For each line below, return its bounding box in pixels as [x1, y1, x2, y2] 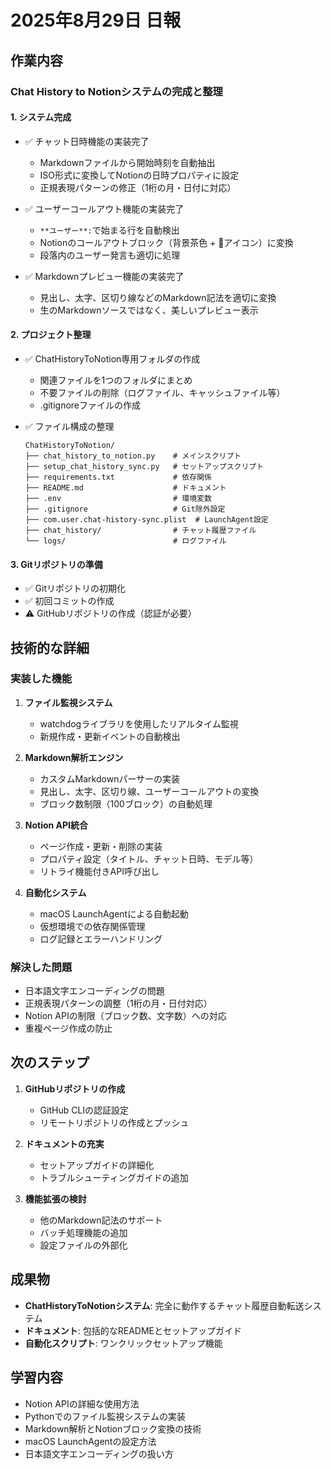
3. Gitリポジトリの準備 [10, 558, 103, 570]
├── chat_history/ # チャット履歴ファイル [24, 525, 257, 535]
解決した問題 [10, 960, 73, 974]
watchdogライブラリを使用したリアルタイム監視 [39, 717, 239, 730]
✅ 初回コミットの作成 [24, 595, 115, 607]
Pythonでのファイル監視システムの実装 [24, 1410, 186, 1422]
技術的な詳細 [10, 639, 90, 656]
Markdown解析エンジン [24, 751, 124, 763]
